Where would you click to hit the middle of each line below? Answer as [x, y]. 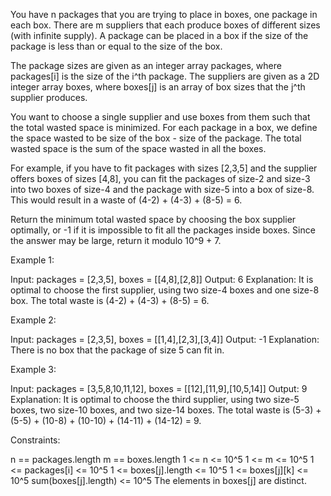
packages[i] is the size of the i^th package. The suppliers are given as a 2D [165, 76]
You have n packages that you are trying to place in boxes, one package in [164, 14]
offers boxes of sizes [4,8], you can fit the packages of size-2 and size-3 [160, 178]
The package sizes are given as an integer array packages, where [146, 65]
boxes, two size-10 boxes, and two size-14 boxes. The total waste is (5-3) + [166, 410]
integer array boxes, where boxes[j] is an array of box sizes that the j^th [158, 87]
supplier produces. [49, 97]
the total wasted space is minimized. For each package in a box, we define [164, 127]
